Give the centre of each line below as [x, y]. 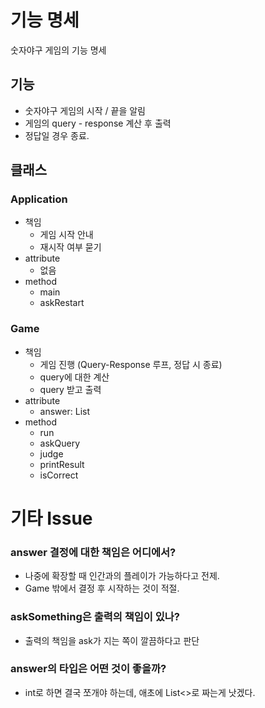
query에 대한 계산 [74, 377]
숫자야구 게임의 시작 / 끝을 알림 [85, 110]
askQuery [60, 443]
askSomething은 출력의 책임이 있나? [95, 617]
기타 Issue [51, 518]
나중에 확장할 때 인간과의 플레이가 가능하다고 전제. [122, 576]
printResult [62, 464]
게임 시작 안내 [66, 235]
